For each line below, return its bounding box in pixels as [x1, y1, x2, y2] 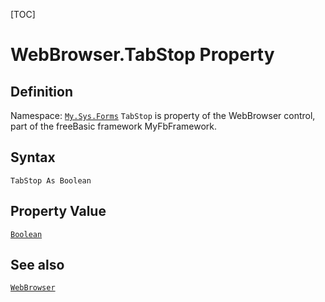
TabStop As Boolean [10, 175, 92, 186]
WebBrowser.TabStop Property [10, 44, 275, 66]
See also [10, 257, 65, 274]
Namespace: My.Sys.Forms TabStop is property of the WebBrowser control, [10, 110, 316, 121]
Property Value [10, 203, 107, 220]
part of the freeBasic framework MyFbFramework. [10, 120, 217, 132]
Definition [10, 83, 73, 100]
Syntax [10, 149, 56, 166]
